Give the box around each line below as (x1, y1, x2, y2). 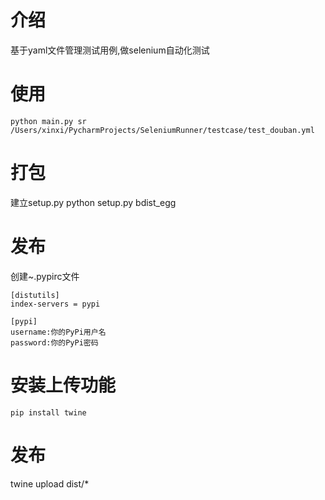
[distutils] (10, 290, 60, 300)
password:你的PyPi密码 (10, 337, 99, 348)
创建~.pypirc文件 (10, 270, 80, 282)
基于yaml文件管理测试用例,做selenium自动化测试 (10, 44, 210, 56)
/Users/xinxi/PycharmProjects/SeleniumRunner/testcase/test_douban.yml (10, 125, 315, 135)
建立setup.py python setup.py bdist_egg (10, 196, 177, 208)
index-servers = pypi (10, 299, 101, 309)
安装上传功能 (10, 374, 117, 396)
